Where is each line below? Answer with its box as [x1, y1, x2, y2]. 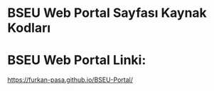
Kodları [7, 20, 51, 36]
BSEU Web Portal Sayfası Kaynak [7, 5, 208, 21]
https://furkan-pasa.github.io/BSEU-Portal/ [7, 75, 134, 84]
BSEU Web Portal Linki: [7, 52, 146, 68]
